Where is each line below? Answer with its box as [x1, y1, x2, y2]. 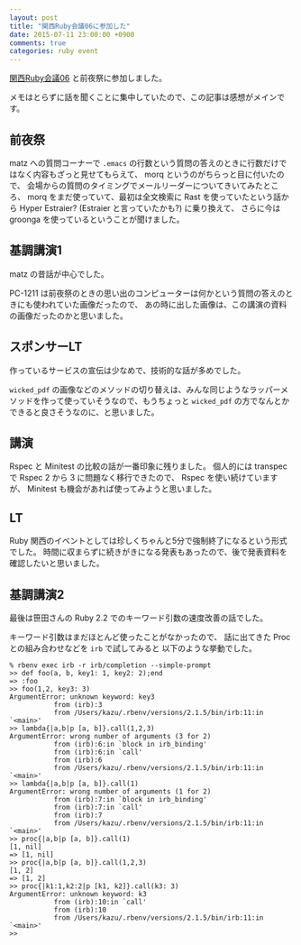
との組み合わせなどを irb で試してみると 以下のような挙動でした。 [9, 643, 257, 654]
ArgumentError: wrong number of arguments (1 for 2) [9, 787, 212, 796]
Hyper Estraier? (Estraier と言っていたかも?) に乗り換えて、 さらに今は [19, 202, 281, 213]
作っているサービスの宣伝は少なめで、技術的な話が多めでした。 [9, 364, 246, 375]
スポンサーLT [9, 339, 83, 354]
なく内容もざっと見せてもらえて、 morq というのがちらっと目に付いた [16, 169, 278, 179]
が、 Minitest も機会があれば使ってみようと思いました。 [9, 483, 217, 494]
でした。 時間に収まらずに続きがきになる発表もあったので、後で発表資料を [9, 546, 288, 557]
